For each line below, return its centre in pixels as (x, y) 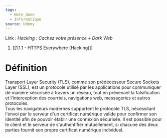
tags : (11, 10)
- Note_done (22, 15)
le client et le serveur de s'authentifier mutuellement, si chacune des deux (82, 125)
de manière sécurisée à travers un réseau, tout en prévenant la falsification (82, 93)
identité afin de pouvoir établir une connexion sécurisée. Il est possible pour (83, 119)
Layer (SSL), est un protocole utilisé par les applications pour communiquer (83, 87)
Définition (26, 68)
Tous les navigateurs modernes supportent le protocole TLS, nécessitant (80, 109)
